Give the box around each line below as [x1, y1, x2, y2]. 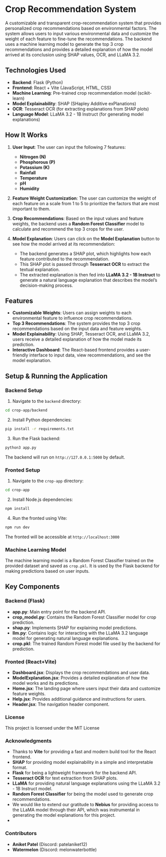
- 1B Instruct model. [12, 786, 53, 792]
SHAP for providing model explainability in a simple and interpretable [12, 759, 154, 765]
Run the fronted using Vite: [12, 515, 67, 521]
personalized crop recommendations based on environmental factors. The [5, 25, 157, 31]
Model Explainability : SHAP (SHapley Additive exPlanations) [12, 101, 136, 107]
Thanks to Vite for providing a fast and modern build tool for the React [12, 748, 156, 755]
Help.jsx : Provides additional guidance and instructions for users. [12, 696, 147, 702]
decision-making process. [19, 282, 73, 288]
